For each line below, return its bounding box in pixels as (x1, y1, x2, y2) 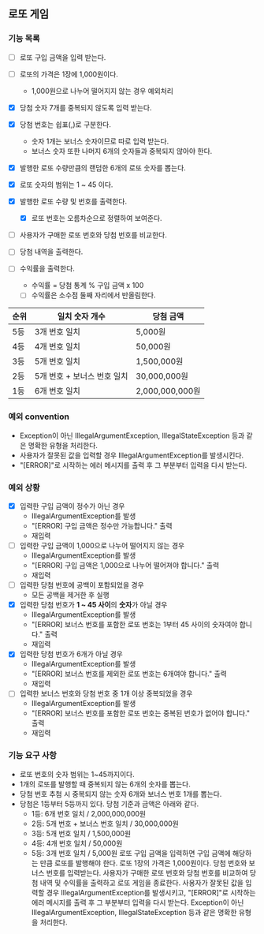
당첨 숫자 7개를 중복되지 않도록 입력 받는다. (19, 103, 152, 112)
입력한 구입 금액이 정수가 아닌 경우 (19, 502, 125, 511)
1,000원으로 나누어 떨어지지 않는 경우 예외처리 (31, 86, 173, 95)
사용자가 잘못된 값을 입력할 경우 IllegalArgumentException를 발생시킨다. (19, 450, 244, 460)
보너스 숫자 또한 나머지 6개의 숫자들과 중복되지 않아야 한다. (31, 146, 213, 155)
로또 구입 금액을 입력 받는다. (19, 52, 106, 62)
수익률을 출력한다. (19, 263, 75, 274)
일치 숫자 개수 (57, 311, 106, 322)
